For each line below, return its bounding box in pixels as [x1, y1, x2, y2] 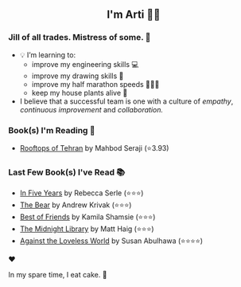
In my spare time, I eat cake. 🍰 [8, 270, 107, 280]
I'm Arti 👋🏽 [107, 8, 161, 22]
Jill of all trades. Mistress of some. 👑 [8, 32, 151, 43]
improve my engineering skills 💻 [31, 59, 139, 69]
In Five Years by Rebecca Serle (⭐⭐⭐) [19, 188, 144, 198]
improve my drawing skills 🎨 [31, 71, 124, 81]
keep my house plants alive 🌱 [31, 88, 128, 97]
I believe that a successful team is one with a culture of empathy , [19, 96, 234, 106]
